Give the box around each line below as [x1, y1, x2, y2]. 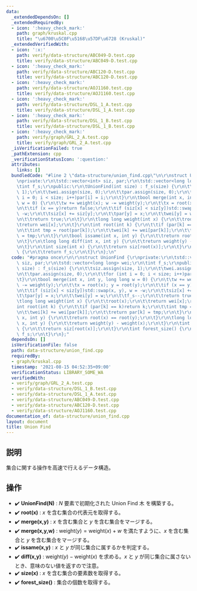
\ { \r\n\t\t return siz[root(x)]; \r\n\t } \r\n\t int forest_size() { [16, 326, 182, 332]
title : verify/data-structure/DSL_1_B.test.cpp [16, 123, 135, 129]
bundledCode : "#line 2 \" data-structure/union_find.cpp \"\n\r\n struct [11, 173, 188, 179]
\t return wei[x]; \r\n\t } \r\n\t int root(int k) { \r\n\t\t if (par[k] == [16, 222, 193, 228]
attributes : [11, 162, 41, 168]
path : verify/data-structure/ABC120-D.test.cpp [16, 69, 135, 75]
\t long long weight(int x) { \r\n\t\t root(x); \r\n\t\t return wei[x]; [16, 298, 188, 305]
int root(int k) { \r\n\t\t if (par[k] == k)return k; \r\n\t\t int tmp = [16, 304, 193, 310]
